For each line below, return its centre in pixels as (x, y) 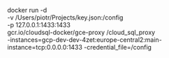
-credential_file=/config (118, 47)
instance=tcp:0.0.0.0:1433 (45, 47)
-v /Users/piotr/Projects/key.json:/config (65, 17)
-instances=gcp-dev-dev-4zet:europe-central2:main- (84, 40)
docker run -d (27, 10)
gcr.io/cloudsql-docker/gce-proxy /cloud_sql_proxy (81, 32)
